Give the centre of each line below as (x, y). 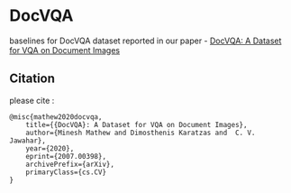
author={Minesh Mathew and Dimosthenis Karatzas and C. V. (141, 133)
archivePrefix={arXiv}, (70, 164)
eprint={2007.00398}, (66, 156)
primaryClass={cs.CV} (66, 172)
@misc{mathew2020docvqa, (56, 117)
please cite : (32, 100)
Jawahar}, (28, 141)
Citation (32, 79)
